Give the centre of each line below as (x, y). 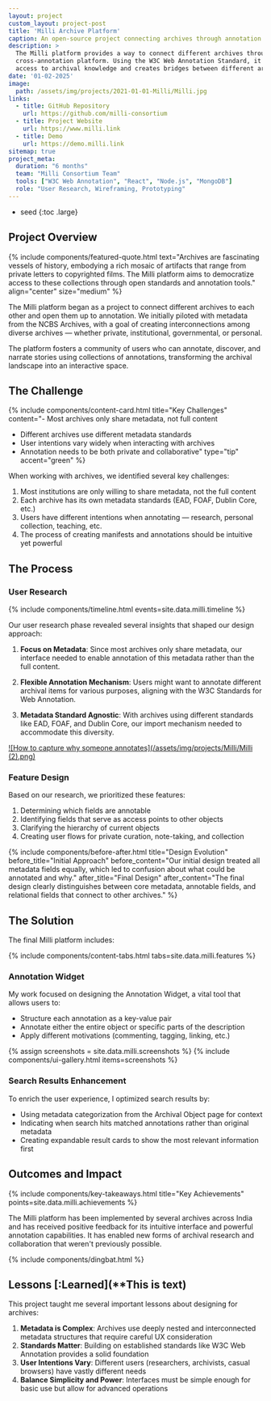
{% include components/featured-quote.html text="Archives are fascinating (134, 256)
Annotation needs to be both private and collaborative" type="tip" (129, 452)
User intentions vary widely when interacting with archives (117, 443)
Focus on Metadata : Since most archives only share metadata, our (131, 650)
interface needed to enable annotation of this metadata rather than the (137, 658)
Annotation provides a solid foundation (84, 1354)
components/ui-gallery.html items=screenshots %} (93, 1060)
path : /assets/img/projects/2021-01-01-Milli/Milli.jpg (111, 91)
